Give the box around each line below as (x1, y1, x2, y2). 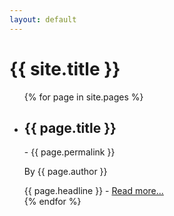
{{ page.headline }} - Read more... (23, 185, 164, 197)
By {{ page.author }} (23, 166, 108, 178)
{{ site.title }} (9, 57, 121, 80)
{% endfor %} (23, 196, 82, 208)
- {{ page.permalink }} (23, 146, 116, 158)
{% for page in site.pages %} (23, 91, 144, 103)
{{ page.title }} (23, 119, 117, 136)
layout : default (9, 14, 77, 25)
